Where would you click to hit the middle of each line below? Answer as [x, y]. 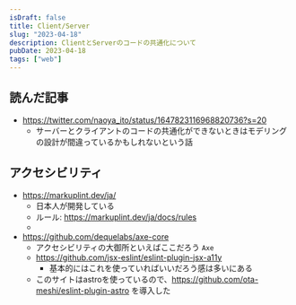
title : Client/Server [50, 26]
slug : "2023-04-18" [46, 34]
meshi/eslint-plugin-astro [83, 290]
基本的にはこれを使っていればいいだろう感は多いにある [151, 268]
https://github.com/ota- [215, 279]
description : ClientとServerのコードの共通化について [103, 43]
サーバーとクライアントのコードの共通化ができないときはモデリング [161, 130]
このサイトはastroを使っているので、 [104, 279]
